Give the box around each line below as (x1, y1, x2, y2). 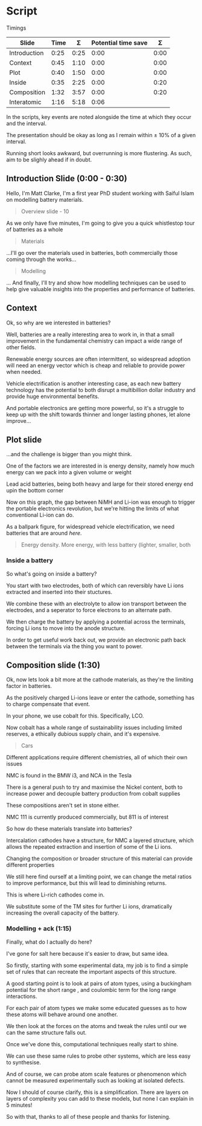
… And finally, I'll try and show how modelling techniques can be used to (6, 279, 186, 286)
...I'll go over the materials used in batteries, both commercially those (6, 249, 178, 256)
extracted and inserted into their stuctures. (6, 588, 113, 596)
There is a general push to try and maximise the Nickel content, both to (6, 783, 183, 791)
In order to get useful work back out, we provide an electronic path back (6, 636, 186, 643)
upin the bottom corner (6, 487, 64, 494)
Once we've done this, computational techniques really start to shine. (6, 1040, 178, 1047)
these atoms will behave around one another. (6, 1011, 118, 1018)
